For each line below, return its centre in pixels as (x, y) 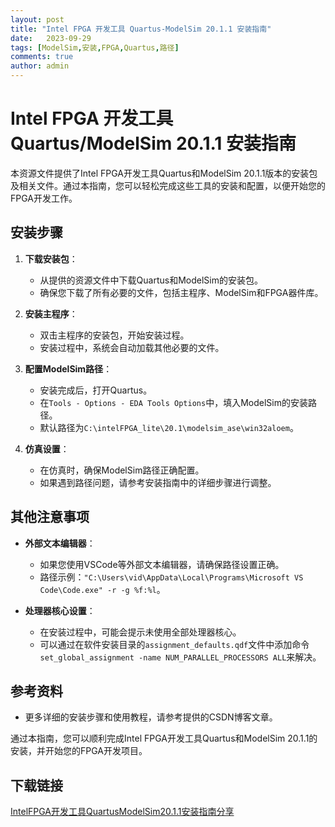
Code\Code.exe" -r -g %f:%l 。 (102, 589)
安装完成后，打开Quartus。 (96, 390)
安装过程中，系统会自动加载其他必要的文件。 (132, 347)
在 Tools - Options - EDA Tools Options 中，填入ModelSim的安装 (173, 402)
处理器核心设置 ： (60, 610)
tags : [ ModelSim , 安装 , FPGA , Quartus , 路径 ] (95, 47)
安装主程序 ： (51, 313)
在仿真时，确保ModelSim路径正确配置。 (122, 470)
